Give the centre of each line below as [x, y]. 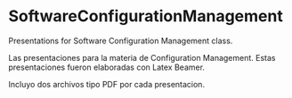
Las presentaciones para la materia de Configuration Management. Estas [142, 57]
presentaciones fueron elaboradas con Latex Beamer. [107, 67]
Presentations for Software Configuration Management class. [121, 41]
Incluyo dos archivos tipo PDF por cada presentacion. [107, 84]
